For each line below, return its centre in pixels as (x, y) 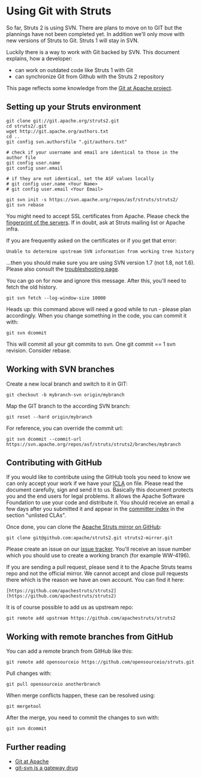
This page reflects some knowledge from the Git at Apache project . (89, 88)
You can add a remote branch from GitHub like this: (70, 651)
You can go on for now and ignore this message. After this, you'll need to (96, 280)
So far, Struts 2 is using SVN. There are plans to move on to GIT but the (94, 28)
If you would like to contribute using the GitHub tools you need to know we (98, 477)
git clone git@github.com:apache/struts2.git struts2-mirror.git (89, 538)
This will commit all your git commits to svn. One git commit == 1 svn (91, 344)
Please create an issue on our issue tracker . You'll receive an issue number (99, 549)
